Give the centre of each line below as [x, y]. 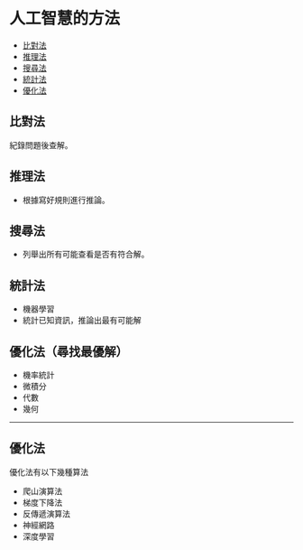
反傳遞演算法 [46, 513]
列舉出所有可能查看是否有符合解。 [86, 255]
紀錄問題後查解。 [41, 144]
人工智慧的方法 [65, 19]
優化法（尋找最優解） [69, 352]
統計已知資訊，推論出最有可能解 [82, 321]
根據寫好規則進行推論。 [66, 200]
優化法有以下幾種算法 [49, 471]
